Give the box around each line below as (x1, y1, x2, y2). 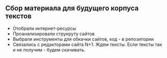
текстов (5, 12, 32, 21)
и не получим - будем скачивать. (12, 46, 86, 52)
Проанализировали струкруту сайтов (12, 30, 95, 37)
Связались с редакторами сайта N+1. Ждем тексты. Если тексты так (12, 41, 162, 47)
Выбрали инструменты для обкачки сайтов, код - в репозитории (12, 36, 154, 42)
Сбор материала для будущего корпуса (5, 4, 139, 13)
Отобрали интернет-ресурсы (12, 25, 76, 31)
